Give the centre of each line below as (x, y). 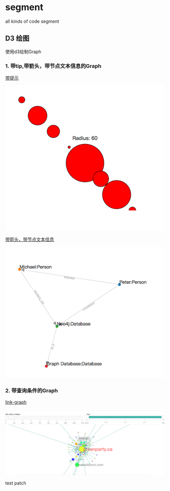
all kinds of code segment (32, 21)
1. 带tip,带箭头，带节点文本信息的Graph (53, 66)
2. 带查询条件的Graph (32, 391)
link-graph (16, 402)
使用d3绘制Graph (23, 52)
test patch (16, 483)
